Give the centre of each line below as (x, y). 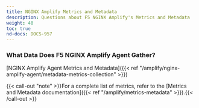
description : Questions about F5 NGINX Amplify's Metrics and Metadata (98, 17)
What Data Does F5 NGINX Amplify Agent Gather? (81, 55)
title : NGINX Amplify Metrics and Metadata (62, 12)
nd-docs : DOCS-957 (29, 34)
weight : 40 (20, 23)
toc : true (19, 28)
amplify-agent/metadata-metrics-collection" (61, 74)
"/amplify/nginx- (160, 68)
